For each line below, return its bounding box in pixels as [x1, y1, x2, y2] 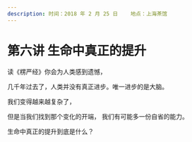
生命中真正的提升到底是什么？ [7, 127, 94, 136]
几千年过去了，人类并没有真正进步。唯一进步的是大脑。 [7, 82, 168, 91]
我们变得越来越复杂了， [7, 97, 76, 105]
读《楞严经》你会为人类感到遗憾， [7, 67, 107, 76]
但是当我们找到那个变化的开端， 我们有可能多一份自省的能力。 [7, 112, 188, 120]
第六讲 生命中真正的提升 [7, 43, 147, 58]
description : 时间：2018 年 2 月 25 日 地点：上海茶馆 [7, 10, 168, 18]
